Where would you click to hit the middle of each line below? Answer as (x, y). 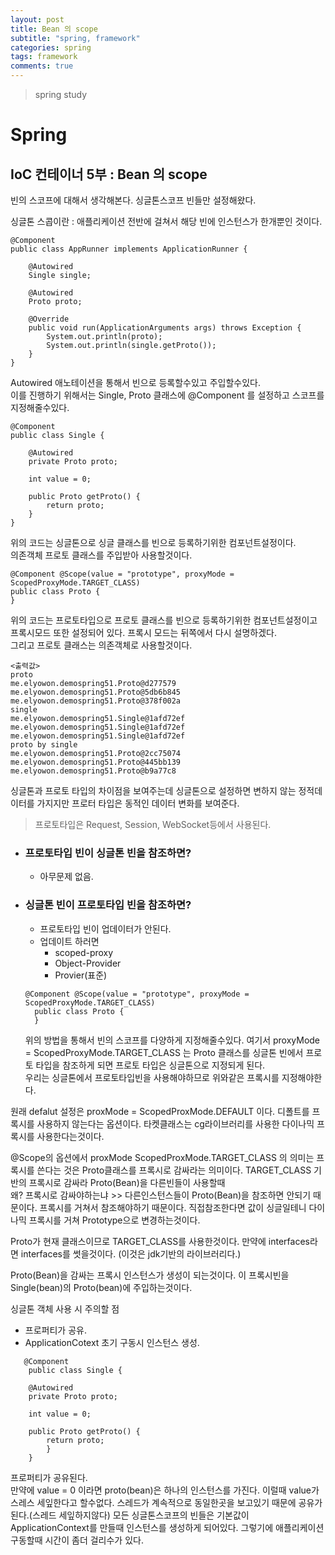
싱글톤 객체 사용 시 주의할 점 (65, 1308)
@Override (49, 319)
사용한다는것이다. (70, 1136)
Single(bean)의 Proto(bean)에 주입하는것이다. (101, 1287)
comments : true (42, 66)
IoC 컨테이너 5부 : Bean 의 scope (109, 174)
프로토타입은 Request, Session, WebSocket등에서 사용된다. (153, 824)
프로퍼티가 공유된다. (49, 1477)
